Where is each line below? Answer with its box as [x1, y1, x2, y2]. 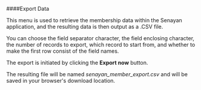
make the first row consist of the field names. [6, 47, 119, 55]
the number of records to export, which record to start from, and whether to [6, 41, 196, 48]
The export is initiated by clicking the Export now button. [6, 59, 148, 66]
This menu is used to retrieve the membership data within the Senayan [6, 17, 183, 23]
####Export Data [6, 5, 50, 12]
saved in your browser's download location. [6, 77, 116, 84]
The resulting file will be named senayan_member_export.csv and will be [6, 71, 188, 77]
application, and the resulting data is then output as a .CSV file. [6, 23, 163, 30]
